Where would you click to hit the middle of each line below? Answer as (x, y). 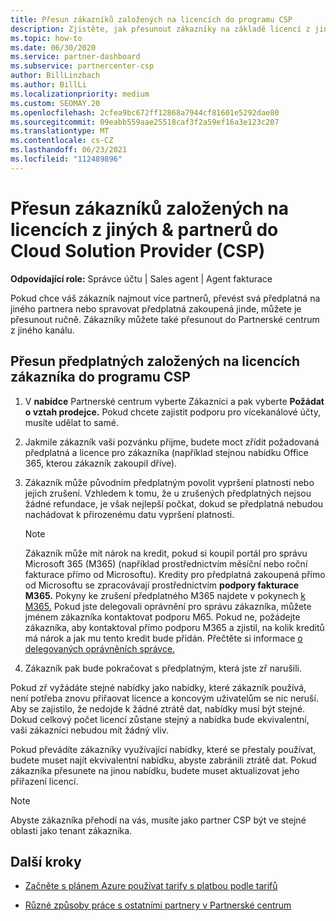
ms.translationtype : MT (60, 131)
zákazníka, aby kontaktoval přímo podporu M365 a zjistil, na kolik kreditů (174, 627)
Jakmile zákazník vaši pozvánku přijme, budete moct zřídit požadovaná (172, 442)
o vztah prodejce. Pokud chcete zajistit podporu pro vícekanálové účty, (173, 412)
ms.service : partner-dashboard (75, 57)
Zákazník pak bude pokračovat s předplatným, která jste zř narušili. (163, 668)
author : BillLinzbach (55, 76)
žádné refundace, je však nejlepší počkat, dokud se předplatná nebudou (174, 503)
